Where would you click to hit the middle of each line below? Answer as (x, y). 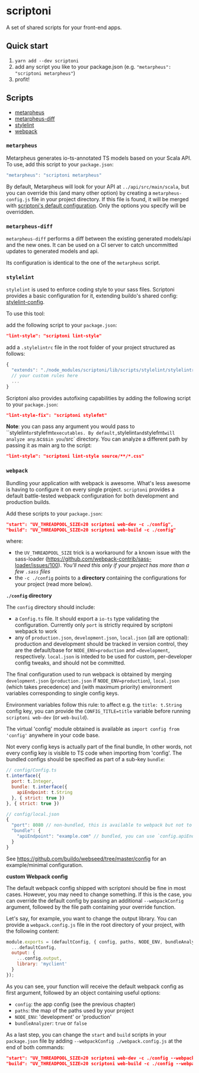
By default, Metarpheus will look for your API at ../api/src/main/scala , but (98, 186)
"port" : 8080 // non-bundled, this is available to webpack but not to (102, 825)
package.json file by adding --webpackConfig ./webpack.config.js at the (94, 1041)
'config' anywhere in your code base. (53, 735)
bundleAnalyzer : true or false (51, 1023)
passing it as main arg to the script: (49, 445)
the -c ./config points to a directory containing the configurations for (100, 578)
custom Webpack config (37, 876)
